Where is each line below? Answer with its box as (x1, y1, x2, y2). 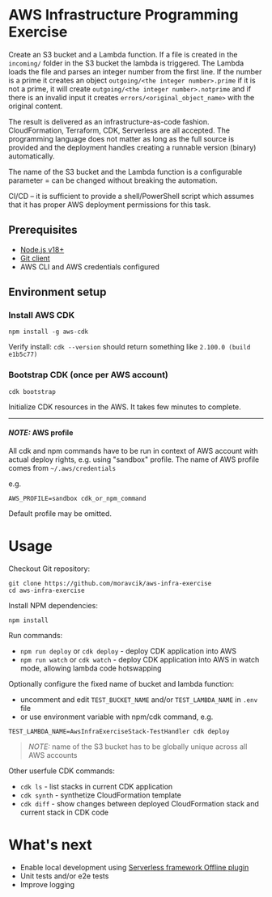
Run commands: (8, 630, 63, 640)
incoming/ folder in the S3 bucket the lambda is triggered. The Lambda (8, 58, 244, 68)
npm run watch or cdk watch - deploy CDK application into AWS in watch (19, 654, 260, 664)
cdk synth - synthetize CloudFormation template (19, 790, 182, 800)
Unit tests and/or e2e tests (19, 871, 109, 881)
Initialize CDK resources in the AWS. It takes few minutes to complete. (8, 402, 241, 412)
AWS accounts (28, 750, 79, 759)
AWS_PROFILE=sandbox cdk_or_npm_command (8, 494, 147, 502)
